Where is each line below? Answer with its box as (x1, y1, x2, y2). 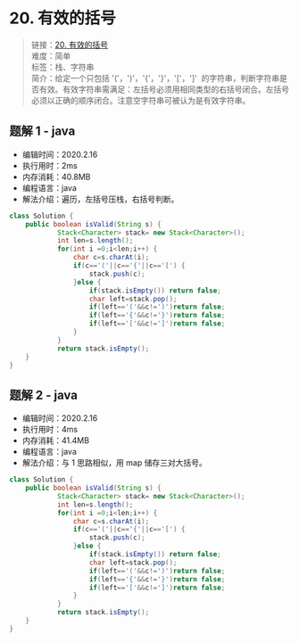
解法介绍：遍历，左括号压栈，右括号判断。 (21, 193, 179, 204)
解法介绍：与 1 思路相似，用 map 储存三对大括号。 (21, 457, 207, 468)
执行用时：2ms (21, 160, 78, 170)
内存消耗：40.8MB (21, 171, 91, 182)
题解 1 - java (9, 124, 76, 139)
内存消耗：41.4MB (21, 435, 90, 446)
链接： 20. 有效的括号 (30, 39, 109, 50)
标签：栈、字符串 (30, 62, 95, 72)
